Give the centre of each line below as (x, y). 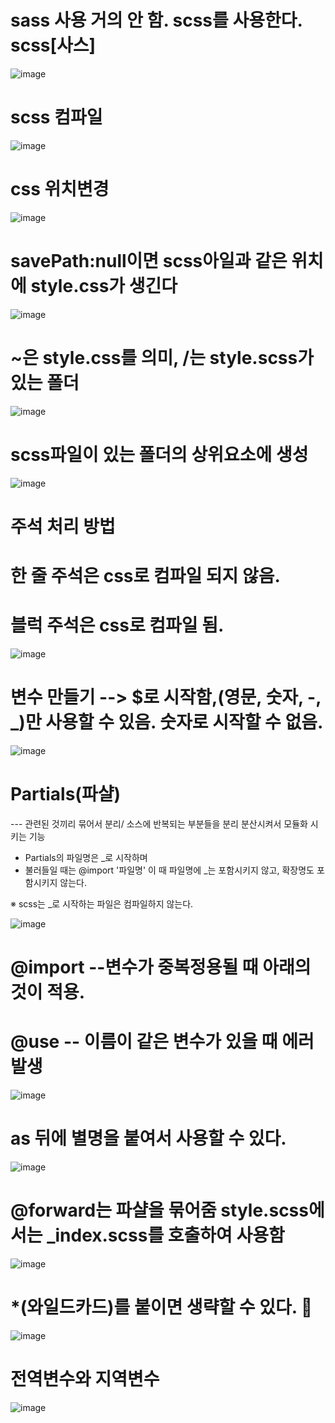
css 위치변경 (60, 189)
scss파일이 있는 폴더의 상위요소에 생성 (159, 454)
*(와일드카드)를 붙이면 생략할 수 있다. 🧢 (161, 1307)
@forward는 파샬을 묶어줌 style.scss (159, 1210)
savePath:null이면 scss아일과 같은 (149, 261)
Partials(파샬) (65, 794)
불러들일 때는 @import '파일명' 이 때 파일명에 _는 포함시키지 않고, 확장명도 (169, 870)
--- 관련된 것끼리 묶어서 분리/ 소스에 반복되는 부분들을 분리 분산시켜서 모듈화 (159, 823)
